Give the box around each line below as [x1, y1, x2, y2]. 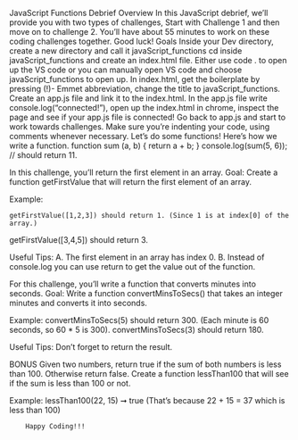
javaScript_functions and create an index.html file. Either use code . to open [9, 55, 287, 65]
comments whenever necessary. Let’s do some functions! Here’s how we [9, 131, 277, 141]
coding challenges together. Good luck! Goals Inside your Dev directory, [9, 36, 274, 46]
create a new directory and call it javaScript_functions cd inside [9, 46, 243, 56]
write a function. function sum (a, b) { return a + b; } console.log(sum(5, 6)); [9, 140, 288, 151]
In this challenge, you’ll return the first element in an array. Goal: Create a [9, 167, 278, 178]
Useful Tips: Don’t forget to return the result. [9, 342, 173, 352]
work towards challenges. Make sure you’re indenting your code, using [9, 121, 270, 132]
